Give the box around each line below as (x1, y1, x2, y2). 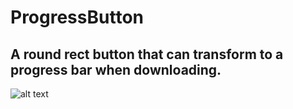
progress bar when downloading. (10, 61, 222, 78)
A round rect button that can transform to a (10, 46, 284, 63)
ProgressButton (10, 6, 144, 29)
